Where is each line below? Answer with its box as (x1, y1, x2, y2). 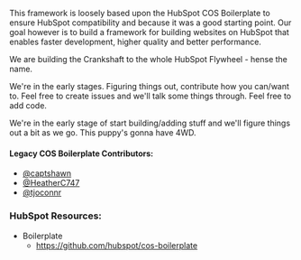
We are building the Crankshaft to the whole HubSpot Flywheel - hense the (9, 54, 288, 64)
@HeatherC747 (22, 178, 80, 189)
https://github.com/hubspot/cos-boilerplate (35, 239, 198, 251)
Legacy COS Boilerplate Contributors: (9, 148, 154, 159)
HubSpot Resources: (9, 209, 102, 222)
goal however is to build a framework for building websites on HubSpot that (9, 27, 290, 37)
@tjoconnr (22, 187, 62, 198)
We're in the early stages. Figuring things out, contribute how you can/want (9, 81, 290, 91)
